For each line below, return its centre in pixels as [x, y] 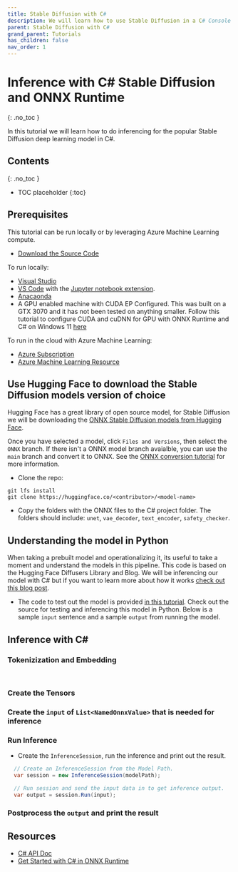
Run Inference [32, 740]
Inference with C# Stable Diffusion [112, 82]
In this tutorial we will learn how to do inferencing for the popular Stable [112, 131]
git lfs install [31, 491]
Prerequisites [38, 215]
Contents [29, 161]
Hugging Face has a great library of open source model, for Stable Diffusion [119, 412]
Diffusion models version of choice [87, 395]
